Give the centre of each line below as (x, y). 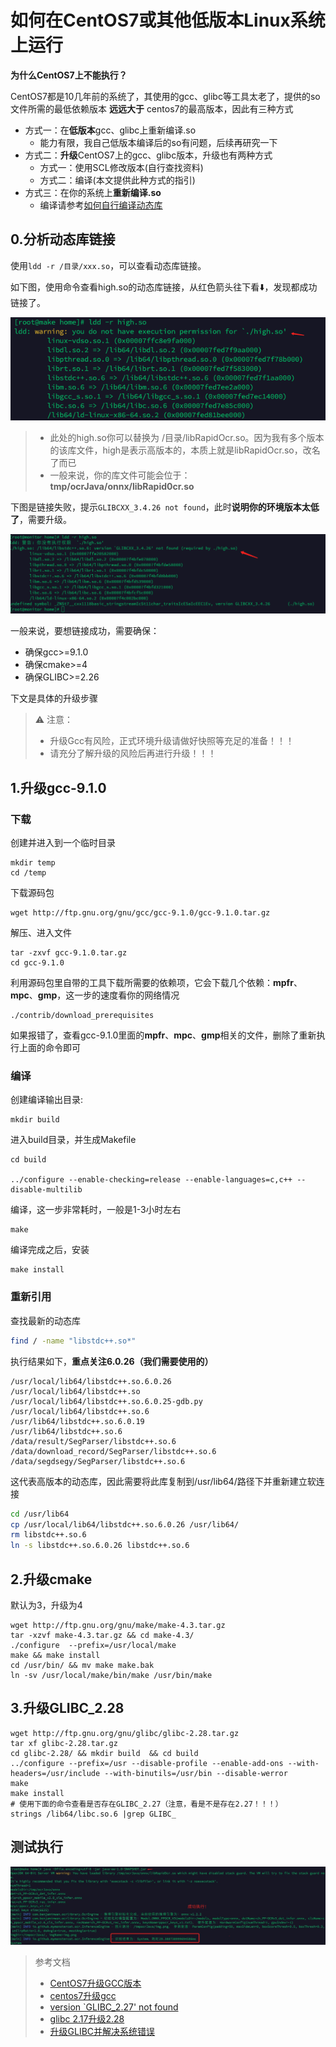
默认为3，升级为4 (46, 1605)
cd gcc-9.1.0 (37, 963)
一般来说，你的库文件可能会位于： (120, 475)
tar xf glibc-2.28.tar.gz (64, 1743)
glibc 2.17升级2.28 (87, 2019)
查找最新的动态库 (45, 1320)
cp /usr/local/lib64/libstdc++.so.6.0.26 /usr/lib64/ (125, 1524)
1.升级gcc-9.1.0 (58, 787)
